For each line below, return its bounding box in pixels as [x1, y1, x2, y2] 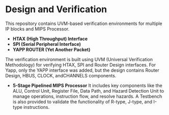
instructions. [23, 104, 50, 110]
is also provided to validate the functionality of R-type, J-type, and [12, 98, 153, 105]
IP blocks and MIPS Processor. [5, 25, 70, 32]
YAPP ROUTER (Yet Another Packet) [12, 46, 91, 52]
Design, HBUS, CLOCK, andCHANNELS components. [5, 72, 117, 78]
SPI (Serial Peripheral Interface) [12, 41, 81, 47]
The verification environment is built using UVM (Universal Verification [5, 56, 153, 62]
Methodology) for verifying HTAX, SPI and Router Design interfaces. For [5, 62, 156, 68]
